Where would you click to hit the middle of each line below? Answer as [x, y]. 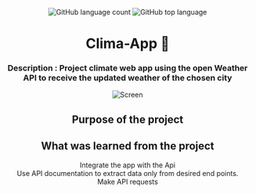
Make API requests [128, 181]
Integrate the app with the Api [128, 165]
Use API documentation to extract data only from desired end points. [128, 173]
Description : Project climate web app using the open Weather [128, 68]
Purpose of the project [128, 119]
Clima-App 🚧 [128, 44]
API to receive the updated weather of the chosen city [128, 78]
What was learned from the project [128, 146]
